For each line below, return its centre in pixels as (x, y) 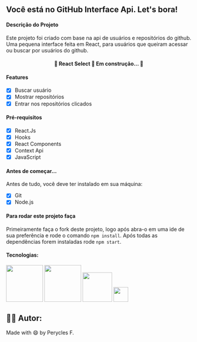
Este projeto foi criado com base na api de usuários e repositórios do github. (99, 38)
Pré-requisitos (24, 118)
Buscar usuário (33, 90)
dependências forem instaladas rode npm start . (64, 241)
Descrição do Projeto (32, 24)
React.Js (25, 130)
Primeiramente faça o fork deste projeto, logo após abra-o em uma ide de (96, 229)
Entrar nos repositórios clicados (53, 104)
